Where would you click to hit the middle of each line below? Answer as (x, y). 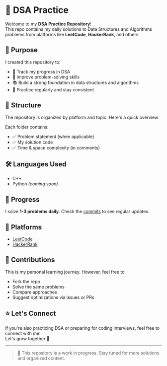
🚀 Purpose (22, 50)
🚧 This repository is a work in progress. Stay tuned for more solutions (88, 353)
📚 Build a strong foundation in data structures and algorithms (76, 82)
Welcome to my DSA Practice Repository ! (48, 24)
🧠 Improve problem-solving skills (46, 77)
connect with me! (23, 333)
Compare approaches (35, 292)
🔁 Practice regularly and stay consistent (53, 89)
